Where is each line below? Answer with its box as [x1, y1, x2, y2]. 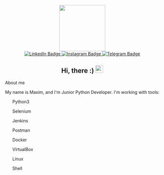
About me [5, 80, 25, 86]
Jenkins [12, 117, 28, 123]
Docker [12, 137, 27, 143]
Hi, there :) [61, 66, 94, 75]
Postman [12, 127, 30, 133]
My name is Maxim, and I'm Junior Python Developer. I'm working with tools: [5, 89, 160, 95]
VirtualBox [12, 146, 33, 152]
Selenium [12, 108, 31, 114]
